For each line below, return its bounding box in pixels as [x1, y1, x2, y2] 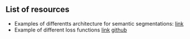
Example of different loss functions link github [14, 26, 127, 33]
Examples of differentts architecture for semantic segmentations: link [14, 20, 184, 27]
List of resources [5, 5, 70, 15]
